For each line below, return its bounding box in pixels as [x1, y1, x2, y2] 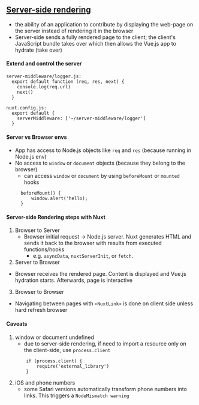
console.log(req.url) [17, 84, 71, 90]
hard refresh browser [14, 306, 68, 314]
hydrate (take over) [14, 46, 63, 53]
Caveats [6, 320, 28, 327]
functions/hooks [23, 246, 65, 253]
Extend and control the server [6, 60, 82, 67]
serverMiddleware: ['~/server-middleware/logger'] [17, 115, 146, 122]
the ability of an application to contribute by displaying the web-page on [14, 20, 194, 28]
